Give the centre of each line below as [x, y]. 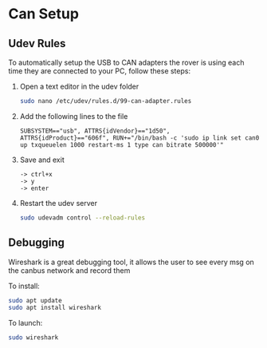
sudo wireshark [33, 338]
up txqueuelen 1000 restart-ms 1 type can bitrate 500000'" [122, 144]
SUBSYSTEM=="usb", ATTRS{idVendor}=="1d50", [95, 131]
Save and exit [42, 160]
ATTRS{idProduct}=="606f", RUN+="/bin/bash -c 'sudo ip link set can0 [139, 138]
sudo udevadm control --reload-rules [82, 217]
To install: [24, 286]
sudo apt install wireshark [55, 308]
